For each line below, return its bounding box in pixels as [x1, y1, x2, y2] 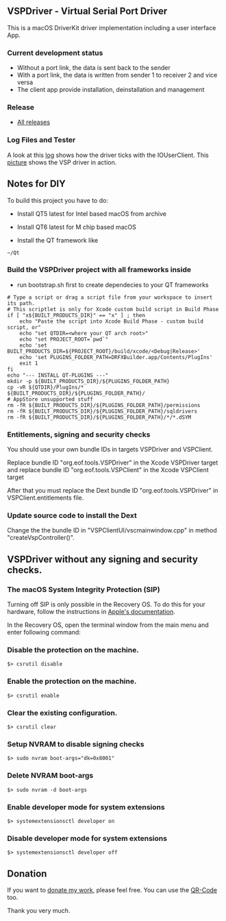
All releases [16, 118, 50, 126]
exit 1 [19, 360, 38, 367]
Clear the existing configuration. [7, 708, 118, 717]
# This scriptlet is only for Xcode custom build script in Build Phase [7, 306, 219, 312]
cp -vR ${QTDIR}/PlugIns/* [7, 384, 84, 391]
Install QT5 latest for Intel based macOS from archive [16, 209, 166, 218]
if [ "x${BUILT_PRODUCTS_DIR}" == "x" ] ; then [7, 312, 146, 319]
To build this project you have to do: [7, 196, 108, 204]
